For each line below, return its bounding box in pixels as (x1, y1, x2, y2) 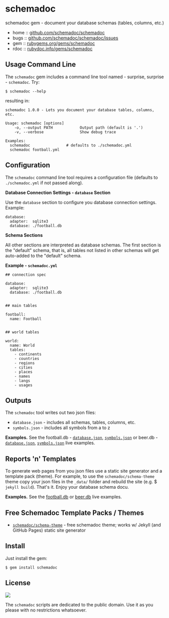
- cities (14, 365, 33, 370)
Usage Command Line (5, 60, 76, 69)
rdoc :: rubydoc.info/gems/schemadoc (12, 45, 93, 51)
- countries (14, 356, 39, 361)
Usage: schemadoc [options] (5, 121, 65, 126)
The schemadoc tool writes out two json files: (5, 409, 96, 416)
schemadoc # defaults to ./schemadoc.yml (10, 142, 132, 148)
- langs (14, 378, 30, 383)
